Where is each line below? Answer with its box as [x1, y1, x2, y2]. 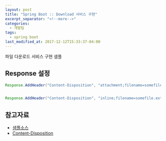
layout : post [5, 7, 32, 12]
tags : [5, 30, 16, 35]
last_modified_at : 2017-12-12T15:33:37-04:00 [5, 39, 100, 44]
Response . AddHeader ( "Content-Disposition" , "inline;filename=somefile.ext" [5, 96, 165, 101]
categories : [5, 21, 30, 26]
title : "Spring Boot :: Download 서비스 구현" [5, 12, 98, 17]
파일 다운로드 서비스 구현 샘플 [5, 53, 62, 59]
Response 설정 [5, 70, 50, 78]
